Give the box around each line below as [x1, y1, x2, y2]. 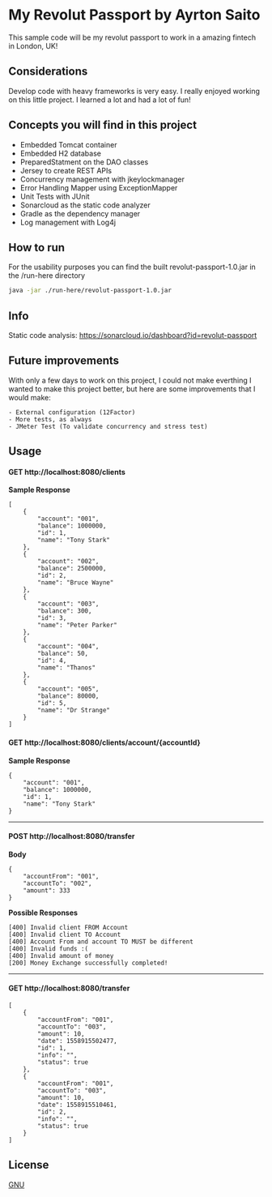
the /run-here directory [8, 271, 86, 280]
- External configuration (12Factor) [8, 408, 136, 417]
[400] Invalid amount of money [8, 951, 114, 960]
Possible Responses [8, 908, 79, 917]
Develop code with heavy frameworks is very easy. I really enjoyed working [8, 86, 261, 96]
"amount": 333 [23, 886, 70, 895]
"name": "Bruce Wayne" [37, 579, 114, 587]
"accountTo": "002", [23, 879, 92, 887]
